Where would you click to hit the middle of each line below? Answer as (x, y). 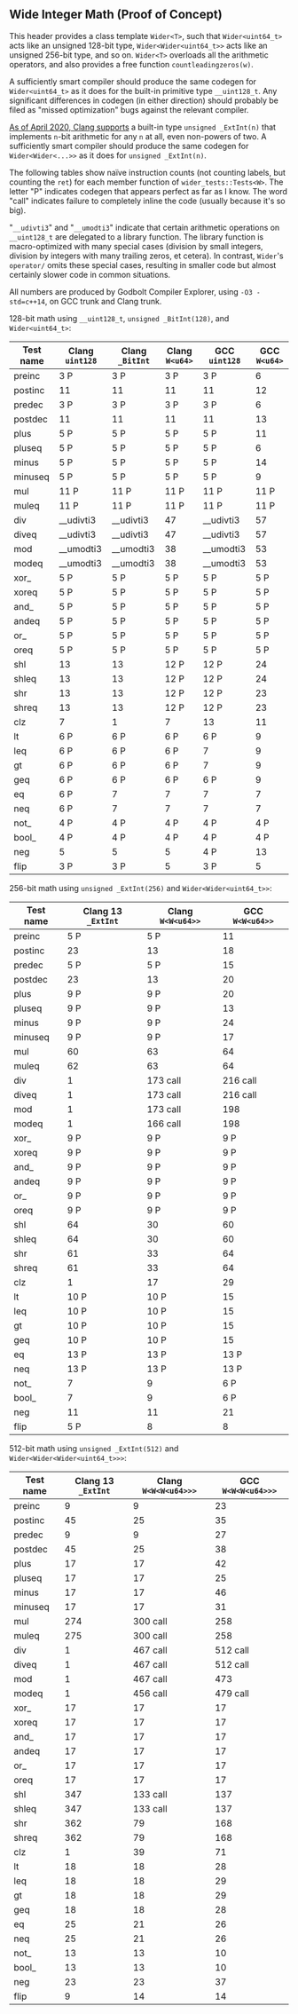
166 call (164, 1124)
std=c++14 (27, 302)
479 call (232, 1693)
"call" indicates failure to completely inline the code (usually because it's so (147, 201)
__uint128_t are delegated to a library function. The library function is (137, 237)
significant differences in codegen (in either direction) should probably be (144, 100)
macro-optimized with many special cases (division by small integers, (136, 246)
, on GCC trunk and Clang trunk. (103, 301)
